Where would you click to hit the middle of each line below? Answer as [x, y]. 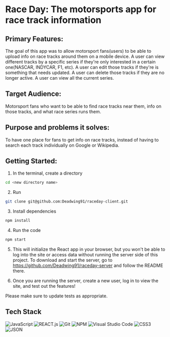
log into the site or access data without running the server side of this [85, 254]
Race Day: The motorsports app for [81, 9]
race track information [53, 20]
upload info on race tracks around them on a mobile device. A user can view [85, 56]
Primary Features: [34, 39]
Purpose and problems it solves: [58, 128]
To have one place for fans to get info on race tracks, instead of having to [82, 140]
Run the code [27, 230]
